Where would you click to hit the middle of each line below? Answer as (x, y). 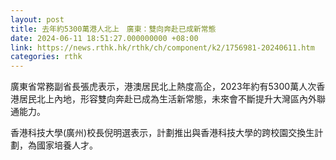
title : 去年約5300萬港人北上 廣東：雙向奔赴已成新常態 (113, 29)
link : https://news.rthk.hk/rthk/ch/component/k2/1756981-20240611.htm (162, 47)
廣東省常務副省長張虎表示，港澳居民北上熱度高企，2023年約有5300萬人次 (163, 87)
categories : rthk (46, 57)
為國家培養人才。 (62, 145)
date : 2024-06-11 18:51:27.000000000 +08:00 (104, 38)
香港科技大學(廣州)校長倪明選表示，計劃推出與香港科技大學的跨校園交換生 (162, 133)
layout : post (37, 19)
